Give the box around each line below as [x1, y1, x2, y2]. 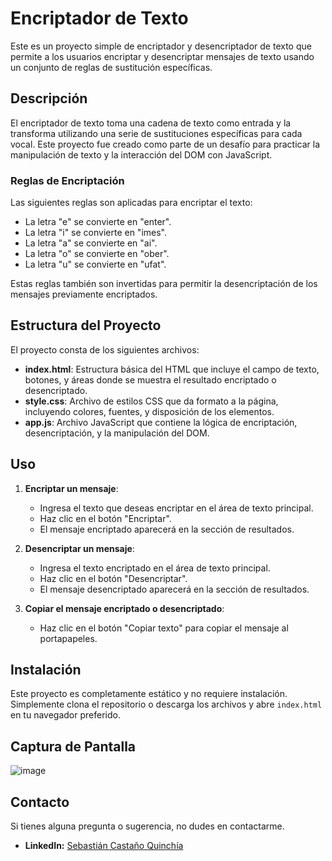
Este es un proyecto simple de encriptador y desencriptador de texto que [10, 40, 312, 52]
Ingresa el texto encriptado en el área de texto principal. [39, 562, 271, 574]
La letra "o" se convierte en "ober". [24, 248, 170, 260]
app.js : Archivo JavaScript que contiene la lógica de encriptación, [24, 416, 298, 428]
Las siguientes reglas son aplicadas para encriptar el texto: [10, 197, 253, 209]
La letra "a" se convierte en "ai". [24, 237, 158, 249]
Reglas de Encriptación [10, 173, 125, 187]
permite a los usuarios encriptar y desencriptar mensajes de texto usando [10, 50, 315, 62]
